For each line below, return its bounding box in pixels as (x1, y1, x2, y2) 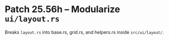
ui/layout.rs (5, 14, 60, 24)
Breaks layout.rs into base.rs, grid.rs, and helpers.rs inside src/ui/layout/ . (5, 29, 164, 35)
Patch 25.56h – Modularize (5, 4, 120, 15)
